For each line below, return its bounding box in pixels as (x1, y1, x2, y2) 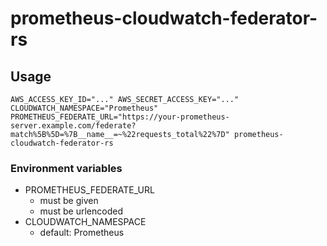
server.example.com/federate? (10, 121, 137, 131)
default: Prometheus (39, 227, 125, 239)
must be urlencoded (39, 205, 124, 217)
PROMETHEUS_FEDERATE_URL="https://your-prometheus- (10, 112, 230, 122)
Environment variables (10, 161, 123, 175)
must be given (39, 195, 99, 207)
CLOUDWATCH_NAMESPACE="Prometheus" (10, 103, 159, 113)
